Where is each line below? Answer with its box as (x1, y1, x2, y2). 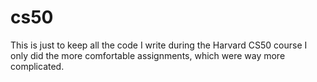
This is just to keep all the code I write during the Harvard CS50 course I (10, 39, 308, 51)
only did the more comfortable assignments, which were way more (10, 49, 286, 61)
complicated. (10, 60, 65, 72)
